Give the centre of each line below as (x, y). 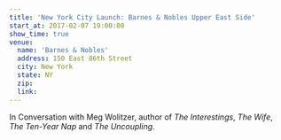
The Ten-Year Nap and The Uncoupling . (82, 126)
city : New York (45, 67)
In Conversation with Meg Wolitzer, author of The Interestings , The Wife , (141, 117)
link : (27, 91)
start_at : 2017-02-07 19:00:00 (67, 26)
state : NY (35, 75)
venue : (21, 42)
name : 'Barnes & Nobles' (63, 51)
